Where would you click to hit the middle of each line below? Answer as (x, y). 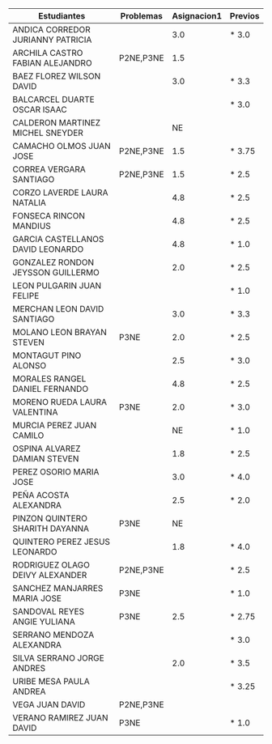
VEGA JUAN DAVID (49, 705)
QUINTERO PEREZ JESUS (62, 542)
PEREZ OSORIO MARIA (56, 472)
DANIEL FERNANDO (51, 389)
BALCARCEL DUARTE (53, 99)
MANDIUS (32, 226)
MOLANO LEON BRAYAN (60, 332)
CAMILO (28, 435)
